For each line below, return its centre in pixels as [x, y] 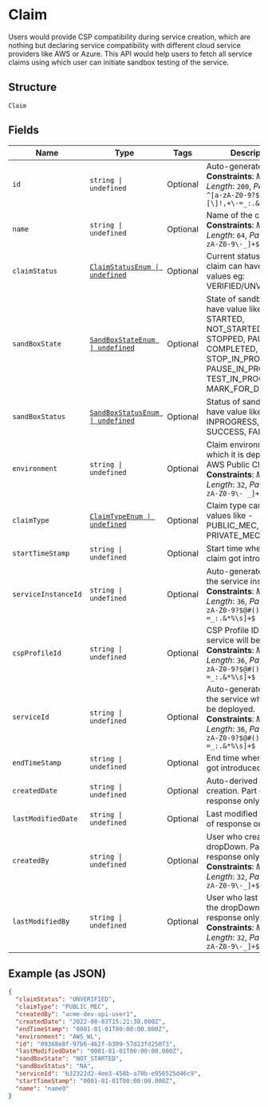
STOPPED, [226, 338]
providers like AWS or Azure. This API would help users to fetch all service [130, 53]
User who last [232, 897]
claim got [224, 558]
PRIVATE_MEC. [235, 535]
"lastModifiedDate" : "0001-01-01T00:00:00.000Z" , [99, 1051]
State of [221, 298]
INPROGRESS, [233, 421]
